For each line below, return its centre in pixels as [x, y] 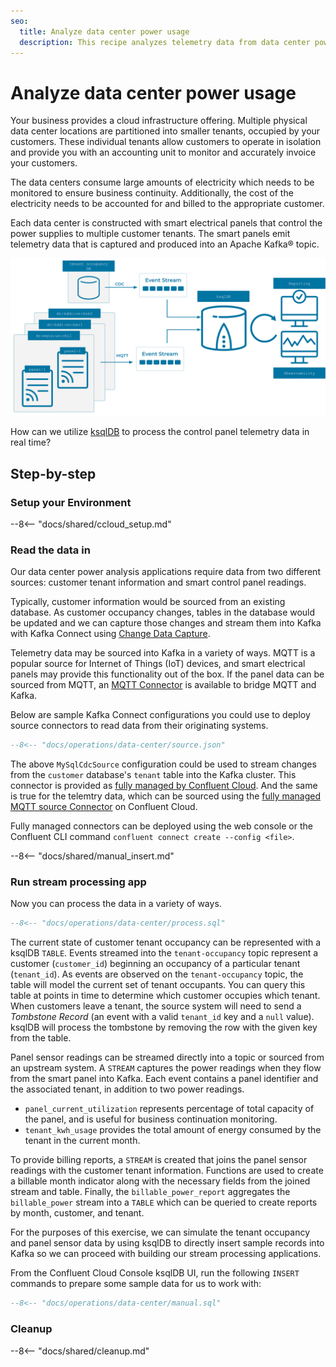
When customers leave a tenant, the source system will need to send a [156, 1006]
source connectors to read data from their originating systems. [139, 726]
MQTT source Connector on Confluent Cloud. [104, 807]
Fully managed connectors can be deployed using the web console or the [161, 826]
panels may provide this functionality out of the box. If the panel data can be [167, 674]
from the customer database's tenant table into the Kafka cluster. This [153, 775]
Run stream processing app [78, 882]
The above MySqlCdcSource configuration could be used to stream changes [163, 764]
